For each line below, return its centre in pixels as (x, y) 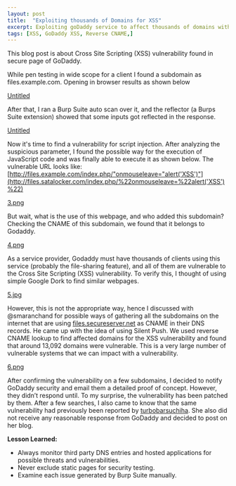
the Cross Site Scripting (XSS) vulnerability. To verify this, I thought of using (117, 274)
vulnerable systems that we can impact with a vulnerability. (93, 354)
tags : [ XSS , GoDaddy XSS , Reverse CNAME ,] (70, 33)
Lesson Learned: (32, 439)
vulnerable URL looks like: (45, 167)
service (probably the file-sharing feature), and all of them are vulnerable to (117, 266)
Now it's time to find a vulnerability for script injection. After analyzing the (114, 144)
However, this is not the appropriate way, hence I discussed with (101, 309)
